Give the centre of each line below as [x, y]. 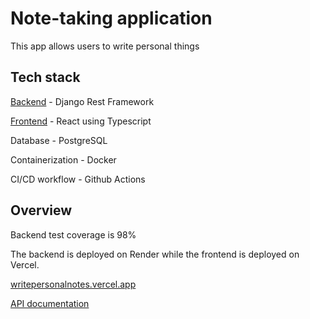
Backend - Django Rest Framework [82, 101]
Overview [41, 210]
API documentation [50, 303]
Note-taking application [111, 18]
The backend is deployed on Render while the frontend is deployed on [155, 254]
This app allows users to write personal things [105, 46]
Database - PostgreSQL [59, 140]
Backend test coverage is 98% [73, 234]
